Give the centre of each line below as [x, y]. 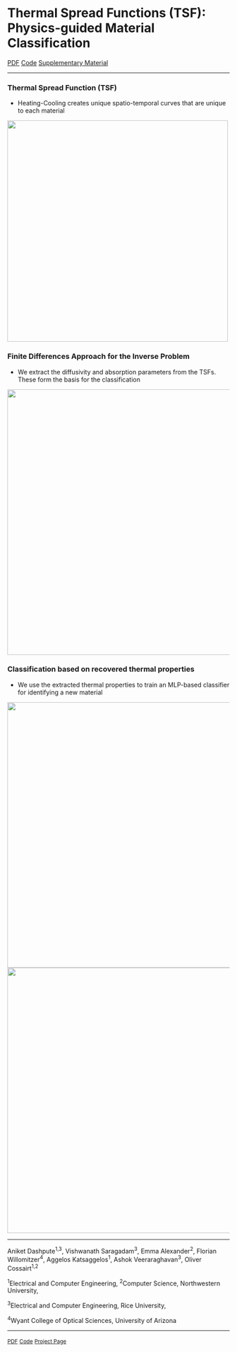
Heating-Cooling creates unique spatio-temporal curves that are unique [122, 103]
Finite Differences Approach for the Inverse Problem [99, 357]
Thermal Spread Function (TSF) [62, 88]
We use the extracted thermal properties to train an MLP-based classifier [123, 684]
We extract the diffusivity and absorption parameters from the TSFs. [117, 372]
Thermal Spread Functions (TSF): [107, 13]
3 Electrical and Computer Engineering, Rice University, [87, 1305]
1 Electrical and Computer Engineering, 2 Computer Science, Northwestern [114, 1283]
